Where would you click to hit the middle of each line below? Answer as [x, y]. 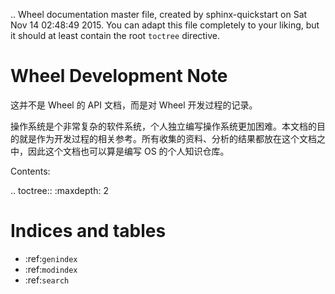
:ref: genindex [51, 258]
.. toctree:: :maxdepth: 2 [59, 190]
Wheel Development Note [119, 76]
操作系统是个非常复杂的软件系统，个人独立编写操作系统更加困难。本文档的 [163, 126]
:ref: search [47, 280]
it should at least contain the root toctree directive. [115, 35]
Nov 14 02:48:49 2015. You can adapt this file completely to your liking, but [165, 25]
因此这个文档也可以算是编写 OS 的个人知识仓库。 [128, 151]
